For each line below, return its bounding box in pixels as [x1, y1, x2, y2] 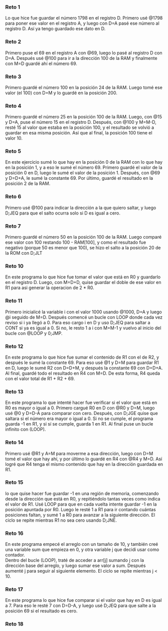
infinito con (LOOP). [5, 427, 46, 433]
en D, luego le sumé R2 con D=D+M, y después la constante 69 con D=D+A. [5, 365, 163, 371]
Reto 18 [5, 620, 24, 627]
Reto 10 [5, 263, 24, 269]
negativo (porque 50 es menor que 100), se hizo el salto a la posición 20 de [5, 245, 161, 251]
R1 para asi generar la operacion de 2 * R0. [5, 285, 94, 291]
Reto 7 [5, 223, 21, 230]
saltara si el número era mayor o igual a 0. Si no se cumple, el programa [5, 415, 153, 422]
